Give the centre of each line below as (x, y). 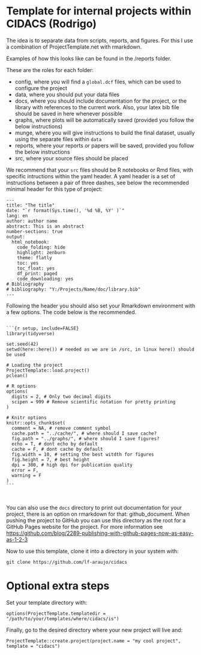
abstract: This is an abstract (45, 226)
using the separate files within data (58, 139)
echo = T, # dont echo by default (55, 444)
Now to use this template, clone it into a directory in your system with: (92, 551)
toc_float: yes (36, 268)
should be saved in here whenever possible (69, 113)
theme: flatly (34, 258)
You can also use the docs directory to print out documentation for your (94, 507)
